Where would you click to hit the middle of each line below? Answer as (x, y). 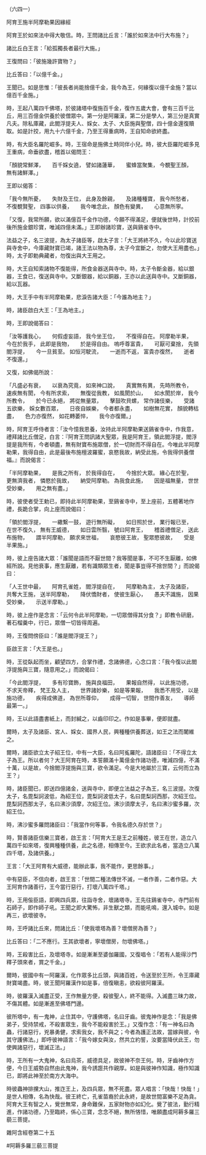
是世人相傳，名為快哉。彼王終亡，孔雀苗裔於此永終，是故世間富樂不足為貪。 (103, 1096)
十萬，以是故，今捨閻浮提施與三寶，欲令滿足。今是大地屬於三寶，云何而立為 (103, 768)
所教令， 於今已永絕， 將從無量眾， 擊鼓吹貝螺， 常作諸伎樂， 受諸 (101, 401)
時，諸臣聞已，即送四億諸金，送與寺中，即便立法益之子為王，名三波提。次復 (103, 789)
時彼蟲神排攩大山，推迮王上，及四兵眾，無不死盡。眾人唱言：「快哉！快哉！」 (103, 1089)
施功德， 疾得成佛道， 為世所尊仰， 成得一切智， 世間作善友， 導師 (101, 698)
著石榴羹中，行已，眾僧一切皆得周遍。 (55, 623)
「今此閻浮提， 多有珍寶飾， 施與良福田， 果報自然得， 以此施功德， (98, 683)
